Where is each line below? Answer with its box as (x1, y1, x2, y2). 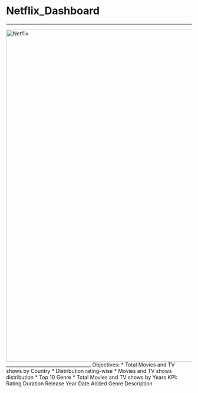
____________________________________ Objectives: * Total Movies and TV (6, 361, 175, 368)
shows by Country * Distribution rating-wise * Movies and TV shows (6, 367, 172, 374)
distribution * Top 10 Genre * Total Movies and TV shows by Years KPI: (6, 374, 178, 381)
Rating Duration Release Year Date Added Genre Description (6, 379, 153, 387)
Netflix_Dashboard (6, 4, 100, 18)
